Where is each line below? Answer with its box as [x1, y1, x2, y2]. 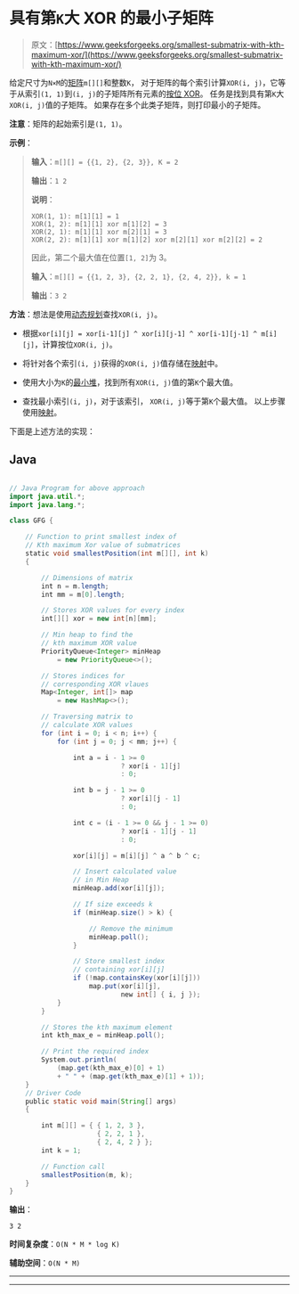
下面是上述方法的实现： [9, 425, 95, 437]
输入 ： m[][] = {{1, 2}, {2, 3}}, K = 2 [30, 156, 179, 167]
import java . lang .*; [9, 500, 86, 509]
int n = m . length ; [41, 581, 109, 591]
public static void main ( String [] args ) [25, 1097, 177, 1106]
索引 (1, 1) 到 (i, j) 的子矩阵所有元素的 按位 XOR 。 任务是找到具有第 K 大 [24, 88, 285, 99]
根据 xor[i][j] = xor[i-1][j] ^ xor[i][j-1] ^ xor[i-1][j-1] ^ [21, 327, 258, 339]
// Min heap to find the [41, 630, 133, 640]
